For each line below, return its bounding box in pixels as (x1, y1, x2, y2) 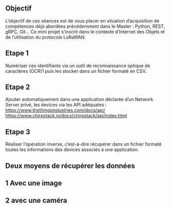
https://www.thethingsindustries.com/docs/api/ (5, 107, 105, 113)
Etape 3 (5, 128, 31, 136)
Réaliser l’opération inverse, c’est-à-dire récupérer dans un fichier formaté (5, 141, 162, 148)
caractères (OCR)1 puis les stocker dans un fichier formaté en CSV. (5, 68, 147, 74)
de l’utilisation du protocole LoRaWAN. (5, 34, 86, 40)
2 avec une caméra (5, 196, 68, 205)
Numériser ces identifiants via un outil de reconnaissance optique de (5, 63, 151, 69)
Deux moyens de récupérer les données (5, 161, 135, 170)
